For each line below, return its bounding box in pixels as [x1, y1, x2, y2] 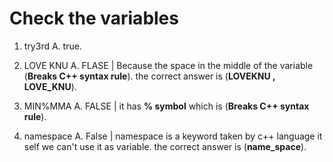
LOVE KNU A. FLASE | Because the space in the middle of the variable [23, 59, 314, 71]
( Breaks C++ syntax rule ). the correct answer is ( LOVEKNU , [23, 70, 276, 82]
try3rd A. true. [23, 40, 82, 52]
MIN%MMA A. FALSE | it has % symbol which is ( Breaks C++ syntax [23, 100, 310, 112]
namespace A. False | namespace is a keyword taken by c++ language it [23, 130, 323, 142]
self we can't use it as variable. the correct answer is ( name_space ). [23, 140, 307, 152]
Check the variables [9, 7, 179, 30]
